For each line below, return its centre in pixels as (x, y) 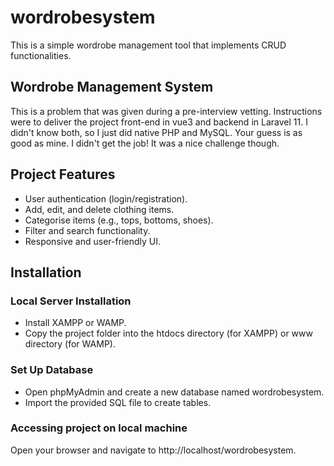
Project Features (63, 174)
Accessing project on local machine (99, 428)
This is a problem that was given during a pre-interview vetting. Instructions (166, 111)
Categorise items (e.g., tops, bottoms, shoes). (119, 220)
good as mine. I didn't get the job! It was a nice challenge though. (145, 143)
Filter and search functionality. (87, 230)
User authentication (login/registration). (106, 198)
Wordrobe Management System (112, 87)
